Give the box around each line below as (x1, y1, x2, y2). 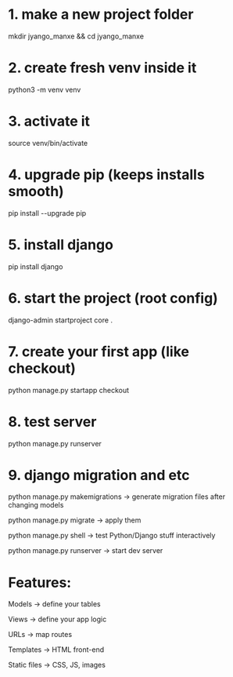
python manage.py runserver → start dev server (8, 546, 163, 555)
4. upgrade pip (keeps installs (8, 166, 205, 184)
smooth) (8, 183, 64, 200)
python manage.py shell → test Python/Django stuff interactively (8, 531, 216, 541)
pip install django (8, 261, 63, 271)
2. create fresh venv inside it (8, 59, 197, 77)
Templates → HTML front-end (8, 645, 104, 654)
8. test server (8, 413, 97, 431)
